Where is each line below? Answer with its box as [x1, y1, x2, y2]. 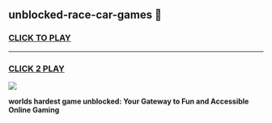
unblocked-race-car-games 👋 [8, 8, 162, 22]
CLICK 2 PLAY [8, 62, 65, 74]
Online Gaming [8, 104, 60, 114]
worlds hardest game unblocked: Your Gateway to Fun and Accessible [8, 96, 249, 106]
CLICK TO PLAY [8, 32, 71, 44]
